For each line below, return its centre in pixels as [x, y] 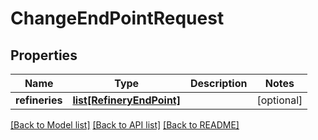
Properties [44, 55]
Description [218, 83]
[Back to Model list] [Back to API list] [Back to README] [125, 125]
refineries [39, 100]
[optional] [279, 100]
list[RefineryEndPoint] [126, 100]
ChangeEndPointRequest [117, 18]
